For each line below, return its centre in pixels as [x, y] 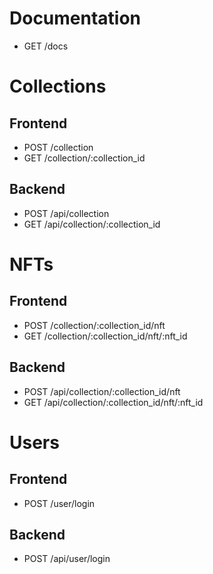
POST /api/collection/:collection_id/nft [102, 391]
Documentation [75, 18]
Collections [58, 86]
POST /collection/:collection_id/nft [94, 325]
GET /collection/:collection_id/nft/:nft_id [105, 336]
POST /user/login [59, 503]
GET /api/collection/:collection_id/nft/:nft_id [113, 402]
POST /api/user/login [67, 559]
